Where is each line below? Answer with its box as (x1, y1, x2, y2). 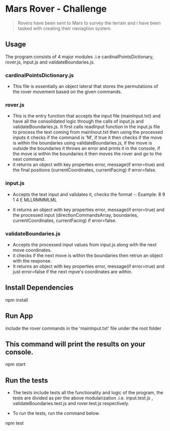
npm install (5, 297, 28, 303)
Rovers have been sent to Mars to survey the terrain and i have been (17, 20, 161, 26)
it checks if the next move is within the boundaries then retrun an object (12, 252, 163, 258)
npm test (5, 420, 24, 426)
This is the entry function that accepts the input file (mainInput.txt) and (12, 113, 161, 119)
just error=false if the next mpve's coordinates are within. (12, 268, 133, 275)
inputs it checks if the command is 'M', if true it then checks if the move (12, 134, 162, 140)
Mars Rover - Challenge (5, 3, 107, 15)
